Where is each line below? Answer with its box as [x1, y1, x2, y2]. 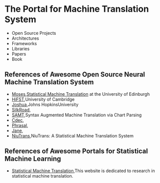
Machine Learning [4, 155, 62, 163]
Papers [11, 51, 26, 57]
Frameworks [11, 40, 37, 46]
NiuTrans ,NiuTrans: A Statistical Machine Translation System [11, 132, 134, 138]
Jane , [11, 128, 23, 133]
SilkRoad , [11, 106, 31, 112]
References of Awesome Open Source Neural [4, 70, 145, 79]
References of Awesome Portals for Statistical [4, 147, 148, 156]
